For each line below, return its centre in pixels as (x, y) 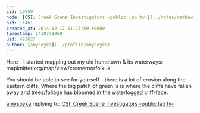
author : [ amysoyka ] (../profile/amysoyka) (58, 45)
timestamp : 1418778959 (34, 34)
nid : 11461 (20, 23)
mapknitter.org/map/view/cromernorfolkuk (58, 68)
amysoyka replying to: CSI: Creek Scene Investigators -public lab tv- (90, 103)
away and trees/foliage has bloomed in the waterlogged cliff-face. (87, 92)
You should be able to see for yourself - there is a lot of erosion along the (96, 79)
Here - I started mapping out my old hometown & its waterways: (85, 62)
